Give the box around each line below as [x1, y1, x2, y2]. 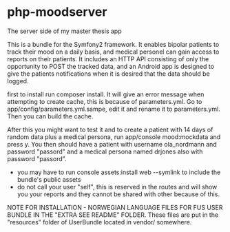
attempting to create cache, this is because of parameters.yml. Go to [7, 97, 202, 105]
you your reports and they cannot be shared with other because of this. [17, 190, 220, 198]
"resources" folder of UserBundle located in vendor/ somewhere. [7, 218, 192, 226]
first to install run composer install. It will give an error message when [7, 90, 205, 98]
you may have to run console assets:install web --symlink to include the [17, 168, 221, 176]
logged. [7, 76, 29, 85]
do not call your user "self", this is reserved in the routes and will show [17, 182, 218, 191]
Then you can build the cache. [7, 112, 94, 120]
